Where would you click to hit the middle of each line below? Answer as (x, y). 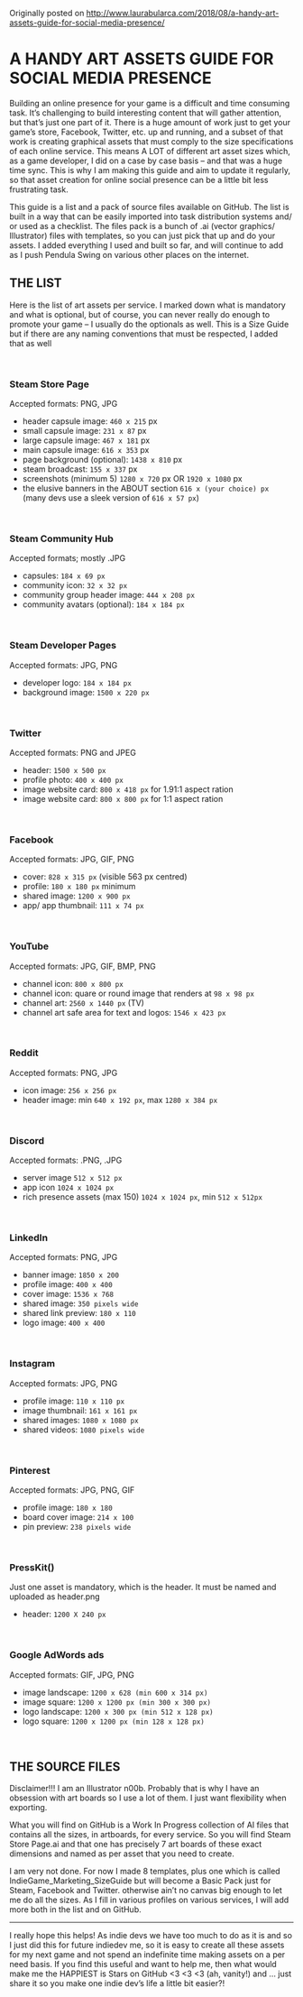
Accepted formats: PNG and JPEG (73, 752)
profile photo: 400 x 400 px (73, 779)
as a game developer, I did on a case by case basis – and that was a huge (146, 161)
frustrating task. (39, 189)
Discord (27, 1140)
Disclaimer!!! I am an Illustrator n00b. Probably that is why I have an (134, 1789)
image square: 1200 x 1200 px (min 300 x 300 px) (117, 1702)
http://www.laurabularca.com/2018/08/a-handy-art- (183, 13)
